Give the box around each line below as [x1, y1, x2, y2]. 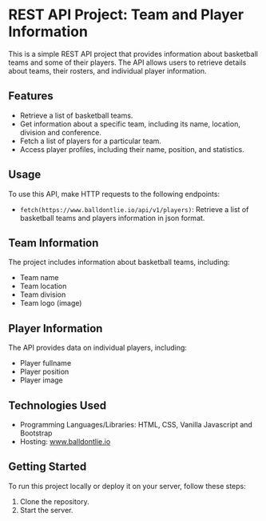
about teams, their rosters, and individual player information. [8, 66, 207, 75]
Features [8, 90, 54, 103]
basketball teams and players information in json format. [19, 213, 205, 222]
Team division [19, 290, 66, 299]
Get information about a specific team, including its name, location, [19, 118, 241, 129]
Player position [19, 367, 69, 377]
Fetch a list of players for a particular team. [19, 136, 162, 146]
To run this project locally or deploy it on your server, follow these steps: [8, 481, 246, 491]
